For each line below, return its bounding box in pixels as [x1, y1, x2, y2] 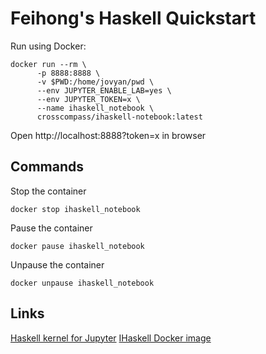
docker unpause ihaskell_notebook [10, 278, 155, 288]
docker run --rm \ [10, 59, 87, 69]
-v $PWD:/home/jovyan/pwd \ [36, 77, 155, 87]
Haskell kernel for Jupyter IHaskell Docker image [10, 332, 212, 344]
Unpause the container [10, 258, 105, 271]
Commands [10, 158, 85, 176]
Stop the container [10, 185, 87, 197]
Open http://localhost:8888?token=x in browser [10, 129, 207, 141]
